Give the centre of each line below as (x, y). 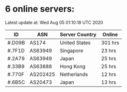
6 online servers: (40, 9)
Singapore (71, 51)
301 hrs (110, 42)
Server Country (78, 34)
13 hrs (109, 82)
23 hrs (109, 51)
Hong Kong (73, 66)
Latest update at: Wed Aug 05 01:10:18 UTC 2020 (54, 22)
